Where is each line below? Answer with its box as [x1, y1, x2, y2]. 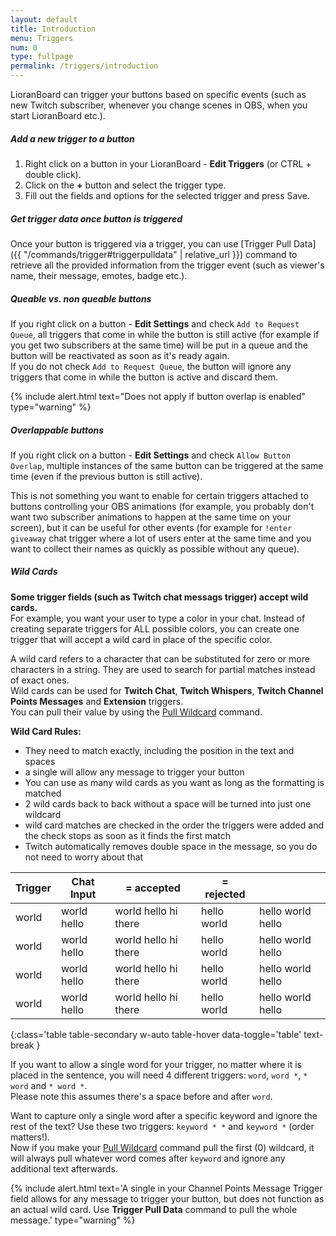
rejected [204, 887, 246, 901]
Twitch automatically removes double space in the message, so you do [24, 840, 318, 852]
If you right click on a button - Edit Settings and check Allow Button [10, 449, 291, 461]
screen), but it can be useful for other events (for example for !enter [10, 521, 293, 533]
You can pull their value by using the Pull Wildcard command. [10, 706, 263, 718]
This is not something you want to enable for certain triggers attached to [10, 489, 309, 501]
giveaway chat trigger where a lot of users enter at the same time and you [10, 532, 312, 544]
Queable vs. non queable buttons [10, 292, 152, 305]
